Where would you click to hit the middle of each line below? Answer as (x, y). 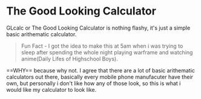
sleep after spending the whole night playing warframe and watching (107, 52)
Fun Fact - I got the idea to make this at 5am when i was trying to (102, 46)
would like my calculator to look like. (51, 89)
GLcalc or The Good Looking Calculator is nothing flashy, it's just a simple (98, 28)
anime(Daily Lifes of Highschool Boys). (69, 59)
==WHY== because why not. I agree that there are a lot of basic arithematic (101, 70)
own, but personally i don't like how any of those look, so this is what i (94, 83)
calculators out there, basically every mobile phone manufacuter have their (100, 77)
